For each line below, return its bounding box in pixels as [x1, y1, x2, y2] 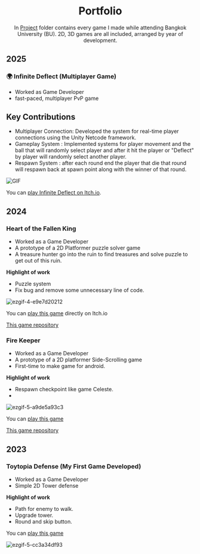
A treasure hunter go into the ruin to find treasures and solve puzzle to [14, 251, 188, 258]
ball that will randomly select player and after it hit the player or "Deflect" [14, 147, 194, 154]
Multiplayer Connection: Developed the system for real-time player [14, 127, 179, 135]
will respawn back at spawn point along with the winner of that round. [14, 166, 187, 173]
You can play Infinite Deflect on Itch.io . [6, 189, 101, 196]
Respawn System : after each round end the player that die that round [14, 160, 187, 167]
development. [83, 36, 118, 44]
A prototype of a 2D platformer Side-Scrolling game [14, 356, 142, 363]
